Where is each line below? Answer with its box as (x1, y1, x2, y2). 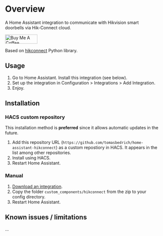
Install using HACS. (12, 155, 51, 161)
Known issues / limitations (5, 213, 87, 221)
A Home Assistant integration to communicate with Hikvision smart (5, 20, 139, 25)
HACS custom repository (5, 114, 65, 120)
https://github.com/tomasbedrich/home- (62, 140, 144, 145)
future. (5, 130, 18, 136)
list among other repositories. (12, 150, 72, 156)
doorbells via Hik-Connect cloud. (5, 24, 72, 30)
